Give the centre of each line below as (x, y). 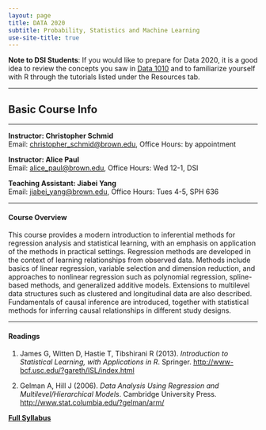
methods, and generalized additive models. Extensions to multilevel (140, 285)
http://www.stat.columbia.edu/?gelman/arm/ (92, 403)
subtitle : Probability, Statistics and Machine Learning (104, 30)
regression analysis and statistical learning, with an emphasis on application (132, 243)
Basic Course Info (53, 109)
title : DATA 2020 (37, 23)
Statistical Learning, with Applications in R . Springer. (105, 362)
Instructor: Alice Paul (44, 160)
